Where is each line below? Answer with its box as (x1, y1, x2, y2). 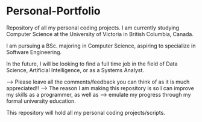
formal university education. (6, 97, 77, 105)
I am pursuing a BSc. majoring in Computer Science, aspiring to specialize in (6, 42, 196, 49)
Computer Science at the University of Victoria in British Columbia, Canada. (6, 30, 194, 37)
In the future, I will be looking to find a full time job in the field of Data (6, 60, 178, 67)
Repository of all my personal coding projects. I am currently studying (6, 24, 180, 31)
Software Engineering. (6, 48, 62, 55)
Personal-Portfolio (6, 4, 101, 18)
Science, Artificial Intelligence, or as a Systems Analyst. (6, 66, 145, 73)
